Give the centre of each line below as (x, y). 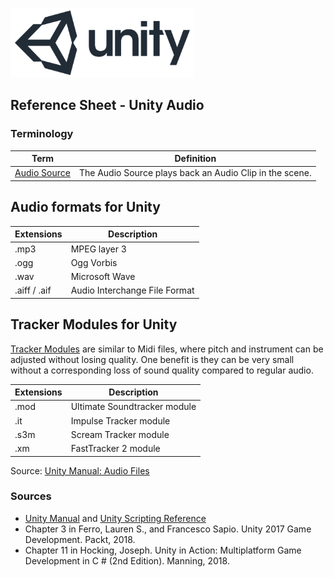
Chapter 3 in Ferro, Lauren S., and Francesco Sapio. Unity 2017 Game (168, 529)
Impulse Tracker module (120, 420)
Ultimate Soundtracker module (133, 407)
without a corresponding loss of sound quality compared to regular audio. (162, 370)
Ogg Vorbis (94, 262)
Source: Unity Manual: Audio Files (80, 470)
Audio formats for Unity (85, 207)
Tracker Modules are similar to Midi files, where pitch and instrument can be (167, 349)
